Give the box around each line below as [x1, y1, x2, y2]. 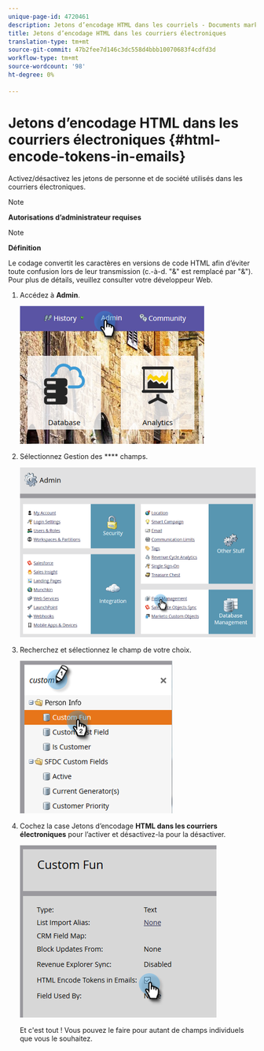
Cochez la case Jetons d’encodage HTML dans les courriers [19, 821, 218, 831]
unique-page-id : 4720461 [8, 13, 90, 20]
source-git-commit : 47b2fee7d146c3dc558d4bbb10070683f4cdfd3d [8, 46, 216, 54]
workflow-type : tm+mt [8, 54, 79, 62]
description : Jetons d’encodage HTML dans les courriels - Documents [8, 20, 241, 29]
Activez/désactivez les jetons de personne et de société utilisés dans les [8, 173, 244, 183]
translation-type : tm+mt [8, 38, 90, 46]
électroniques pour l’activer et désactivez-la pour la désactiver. [19, 829, 226, 838]
